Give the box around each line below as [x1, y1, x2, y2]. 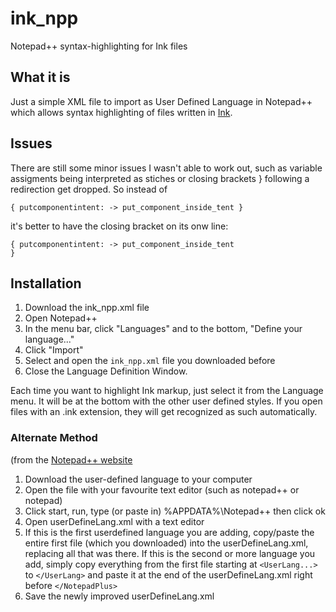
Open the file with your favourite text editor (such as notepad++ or [24, 483, 300, 496]
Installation [10, 275, 82, 292]
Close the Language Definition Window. [24, 365, 188, 377]
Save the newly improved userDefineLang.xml [24, 590, 215, 602]
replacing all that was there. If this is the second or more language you [24, 547, 316, 559]
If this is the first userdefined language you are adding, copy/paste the [24, 526, 315, 538]
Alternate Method [10, 431, 98, 445]
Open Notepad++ [24, 312, 98, 324]
